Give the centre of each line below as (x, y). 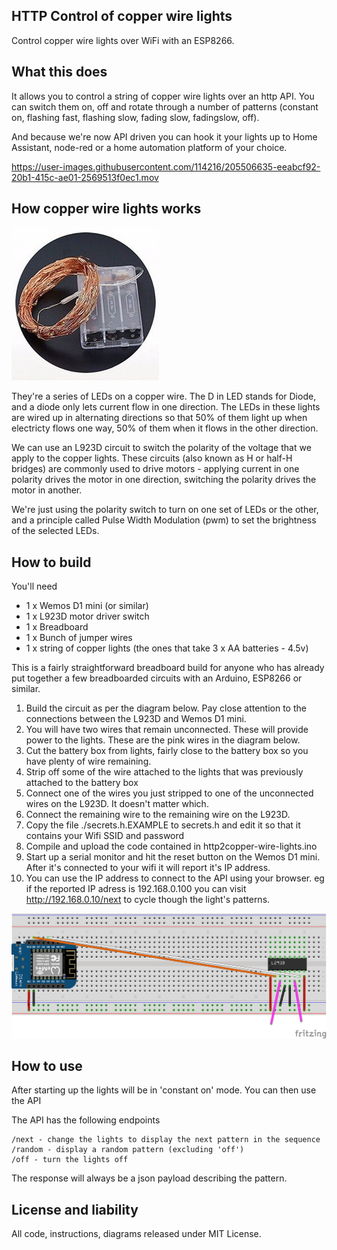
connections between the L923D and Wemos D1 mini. (136, 719)
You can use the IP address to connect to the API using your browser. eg (175, 878)
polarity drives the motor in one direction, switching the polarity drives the (164, 480)
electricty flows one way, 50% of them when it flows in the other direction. (165, 428)
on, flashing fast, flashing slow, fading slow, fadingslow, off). (135, 117)
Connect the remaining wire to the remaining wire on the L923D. (158, 815)
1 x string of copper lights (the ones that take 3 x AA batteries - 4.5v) (167, 648)
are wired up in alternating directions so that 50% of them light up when (159, 418)
